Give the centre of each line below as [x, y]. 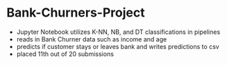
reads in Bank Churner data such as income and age [92, 39]
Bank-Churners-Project [76, 13]
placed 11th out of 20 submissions [65, 54]
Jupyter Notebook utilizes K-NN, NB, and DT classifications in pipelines [118, 32]
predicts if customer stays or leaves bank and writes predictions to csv [118, 46]
